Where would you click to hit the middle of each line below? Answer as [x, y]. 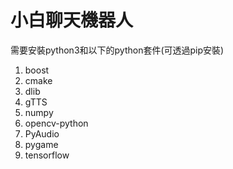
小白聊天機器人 [72, 20]
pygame [41, 144]
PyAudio [42, 133]
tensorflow [47, 155]
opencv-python [56, 123]
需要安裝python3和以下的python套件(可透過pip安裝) [117, 50]
